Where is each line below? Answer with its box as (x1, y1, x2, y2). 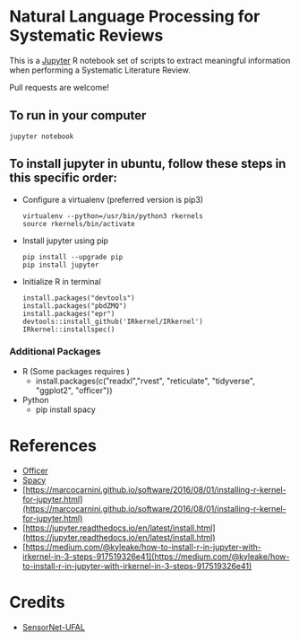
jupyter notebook (9, 132, 74, 141)
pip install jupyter (21, 260, 99, 269)
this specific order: (9, 171, 118, 186)
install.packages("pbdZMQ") (21, 301, 127, 311)
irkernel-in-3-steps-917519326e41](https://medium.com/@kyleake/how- (21, 550, 290, 562)
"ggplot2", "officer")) (35, 384, 113, 396)
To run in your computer (9, 108, 147, 123)
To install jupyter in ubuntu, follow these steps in (9, 156, 286, 171)
